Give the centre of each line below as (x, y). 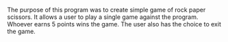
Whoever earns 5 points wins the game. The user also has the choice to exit (114, 24)
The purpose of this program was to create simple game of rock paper (106, 10)
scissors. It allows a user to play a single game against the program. (103, 17)
